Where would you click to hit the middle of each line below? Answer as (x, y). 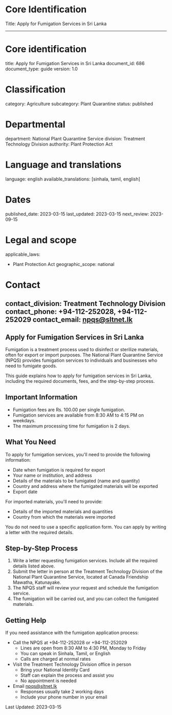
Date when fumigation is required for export (59, 469)
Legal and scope (41, 240)
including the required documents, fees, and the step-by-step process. (80, 381)
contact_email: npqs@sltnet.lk (83, 320)
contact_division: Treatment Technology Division (85, 304)
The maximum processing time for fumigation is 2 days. (71, 426)
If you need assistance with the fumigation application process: (72, 633)
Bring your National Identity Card (55, 670)
